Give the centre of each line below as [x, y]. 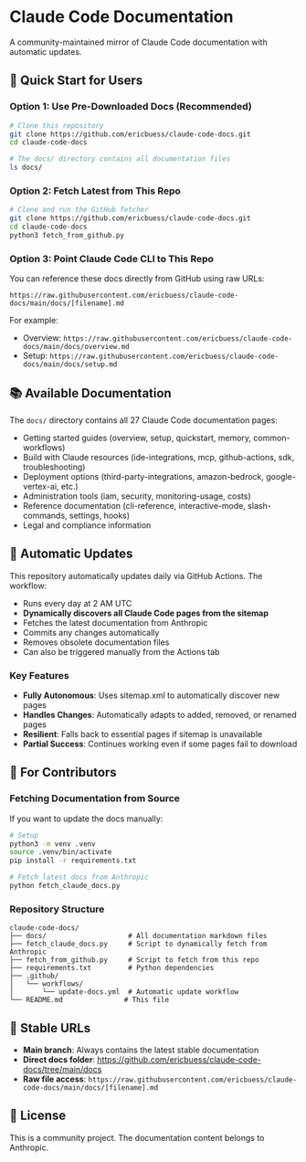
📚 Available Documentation [90, 393]
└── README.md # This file [90, 1000]
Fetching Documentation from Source [95, 798]
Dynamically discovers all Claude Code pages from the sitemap [146, 613]
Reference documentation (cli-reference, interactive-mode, [134, 505]
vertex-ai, [41, 486]
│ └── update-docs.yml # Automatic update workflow [124, 992]
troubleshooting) [54, 467]
